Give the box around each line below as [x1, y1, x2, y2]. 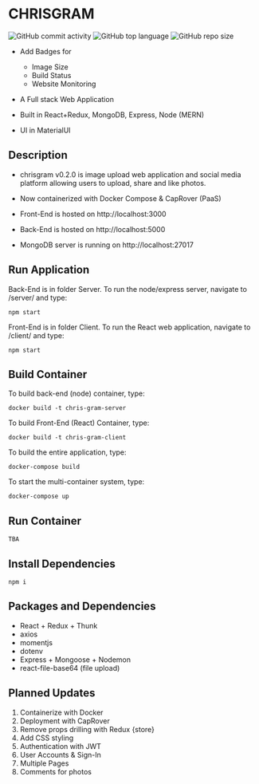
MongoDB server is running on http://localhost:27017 [19, 240, 194, 250]
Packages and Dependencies [8, 600, 156, 613]
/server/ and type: [8, 293, 68, 302]
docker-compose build [8, 463, 80, 471]
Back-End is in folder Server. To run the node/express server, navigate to [8, 284, 247, 294]
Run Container [8, 514, 82, 527]
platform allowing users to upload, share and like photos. [19, 178, 206, 187]
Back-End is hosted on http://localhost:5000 [19, 224, 166, 234]
